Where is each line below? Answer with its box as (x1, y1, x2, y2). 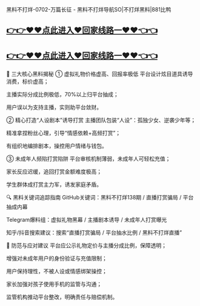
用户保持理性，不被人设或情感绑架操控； (6, 268, 107, 275)
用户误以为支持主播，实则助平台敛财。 (6, 104, 102, 111)
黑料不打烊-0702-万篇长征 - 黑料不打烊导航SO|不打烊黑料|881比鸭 (6, 6, 172, 13)
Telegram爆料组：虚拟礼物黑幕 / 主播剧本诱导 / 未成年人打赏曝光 (6, 216, 167, 224)
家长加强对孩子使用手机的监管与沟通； (6, 281, 102, 288)
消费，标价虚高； (6, 78, 49, 85)
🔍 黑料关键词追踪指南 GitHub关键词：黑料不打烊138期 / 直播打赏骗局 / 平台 (6, 194, 194, 201)
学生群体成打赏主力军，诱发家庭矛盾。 (6, 181, 102, 188)
